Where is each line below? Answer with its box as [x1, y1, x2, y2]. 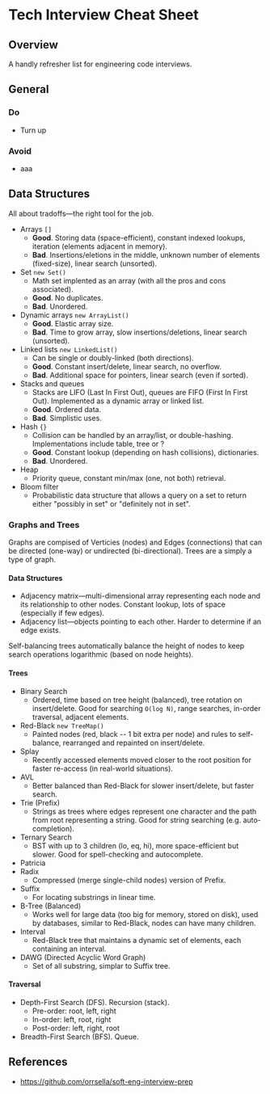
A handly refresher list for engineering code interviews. [8, 59, 192, 69]
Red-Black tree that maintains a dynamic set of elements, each [32, 935, 242, 945]
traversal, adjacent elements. [32, 712, 129, 722]
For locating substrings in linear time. [32, 892, 156, 902]
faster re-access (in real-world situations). [32, 764, 174, 773]
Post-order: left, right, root [32, 1023, 120, 1033]
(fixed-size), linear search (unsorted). [32, 259, 158, 268]
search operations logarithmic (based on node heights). [8, 650, 194, 659]
